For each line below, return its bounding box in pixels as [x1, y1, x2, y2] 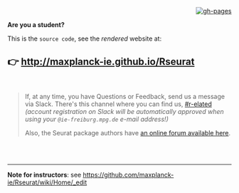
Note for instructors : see [7, 170, 82, 179]
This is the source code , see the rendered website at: [7, 34, 162, 43]
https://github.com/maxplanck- [83, 170, 174, 179]
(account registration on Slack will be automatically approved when [24, 107, 224, 115]
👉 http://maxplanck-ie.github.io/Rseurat [7, 56, 195, 68]
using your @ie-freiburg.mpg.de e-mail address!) [24, 115, 169, 123]
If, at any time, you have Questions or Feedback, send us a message [24, 92, 225, 100]
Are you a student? [7, 21, 65, 28]
